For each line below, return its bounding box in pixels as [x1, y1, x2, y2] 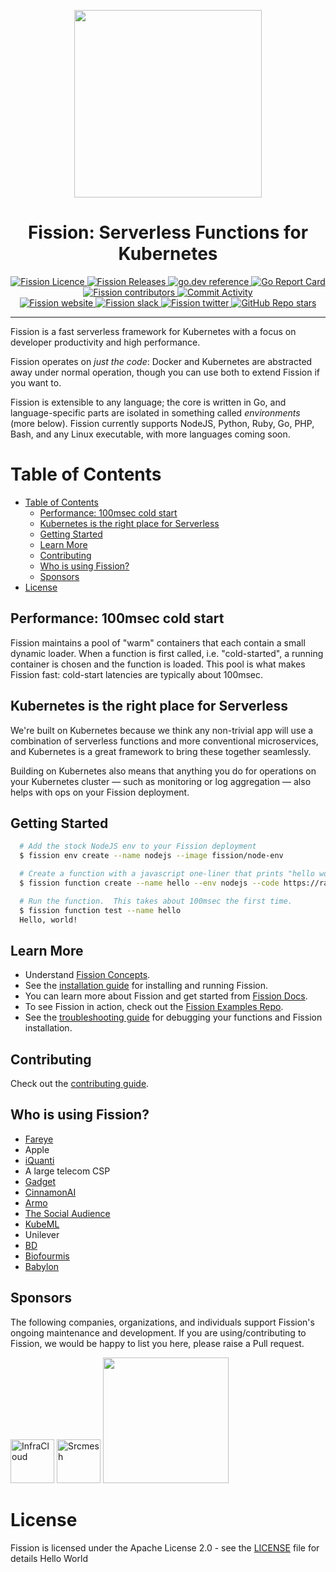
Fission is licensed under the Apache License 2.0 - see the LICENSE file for [10, 1541, 320, 1554]
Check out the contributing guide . [10, 1078, 150, 1090]
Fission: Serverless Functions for [27, 221, 309, 244]
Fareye [24, 1133, 54, 1145]
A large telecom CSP [24, 1165, 111, 1177]
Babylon [24, 1260, 60, 1272]
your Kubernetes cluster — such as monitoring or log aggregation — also [10, 775, 312, 787]
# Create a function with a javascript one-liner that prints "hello [19, 869, 315, 879]
